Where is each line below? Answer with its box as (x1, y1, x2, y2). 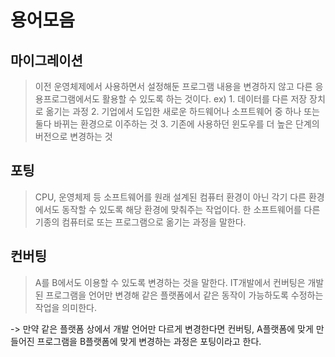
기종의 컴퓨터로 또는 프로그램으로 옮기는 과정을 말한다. (34, 216, 247, 228)
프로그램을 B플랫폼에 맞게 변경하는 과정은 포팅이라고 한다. (36, 335, 262, 347)
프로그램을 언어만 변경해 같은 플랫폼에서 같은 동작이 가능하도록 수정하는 (45, 289, 324, 301)
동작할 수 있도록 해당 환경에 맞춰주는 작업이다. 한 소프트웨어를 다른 (61, 203, 321, 215)
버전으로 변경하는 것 (34, 131, 113, 142)
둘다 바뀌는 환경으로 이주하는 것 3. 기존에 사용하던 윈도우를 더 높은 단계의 (34, 118, 320, 130)
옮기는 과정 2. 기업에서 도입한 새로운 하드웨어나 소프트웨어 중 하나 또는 (45, 106, 320, 117)
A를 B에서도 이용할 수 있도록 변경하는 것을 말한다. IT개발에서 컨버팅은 (34, 276, 306, 288)
